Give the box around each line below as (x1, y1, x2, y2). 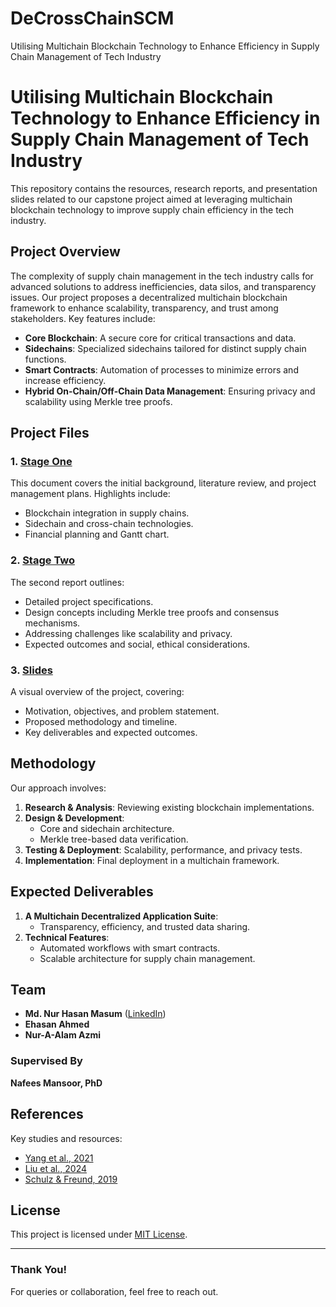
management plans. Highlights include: (10, 488, 171, 500)
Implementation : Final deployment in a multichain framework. (24, 854, 280, 866)
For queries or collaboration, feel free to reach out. (10, 1285, 219, 1297)
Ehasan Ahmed (24, 1018, 90, 1031)
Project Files (10, 425, 90, 442)
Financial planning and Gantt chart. (24, 528, 170, 541)
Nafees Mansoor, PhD (10, 1077, 103, 1089)
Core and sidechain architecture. (39, 822, 175, 834)
